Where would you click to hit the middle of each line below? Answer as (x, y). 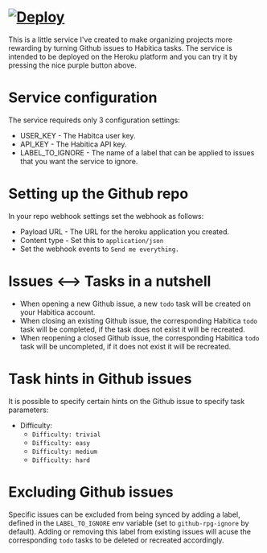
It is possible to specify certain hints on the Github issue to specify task (127, 401)
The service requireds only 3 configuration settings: (94, 120)
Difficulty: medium (65, 452)
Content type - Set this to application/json (92, 240)
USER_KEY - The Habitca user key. (78, 135)
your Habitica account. (58, 312)
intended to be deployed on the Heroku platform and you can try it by (123, 56)
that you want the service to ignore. (79, 161)
